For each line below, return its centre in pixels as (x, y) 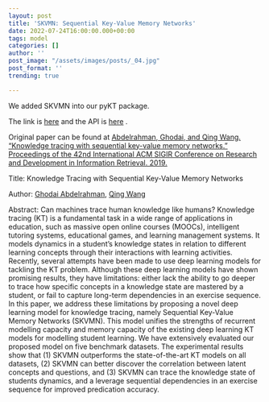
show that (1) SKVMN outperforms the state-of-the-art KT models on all (127, 354)
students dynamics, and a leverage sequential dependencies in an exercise (133, 380)
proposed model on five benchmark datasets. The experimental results (126, 346)
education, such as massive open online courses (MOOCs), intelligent (124, 226)
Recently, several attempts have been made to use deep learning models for (135, 261)
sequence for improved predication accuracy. (84, 389)
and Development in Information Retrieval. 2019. (88, 163)
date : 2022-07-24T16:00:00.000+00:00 (72, 31)
